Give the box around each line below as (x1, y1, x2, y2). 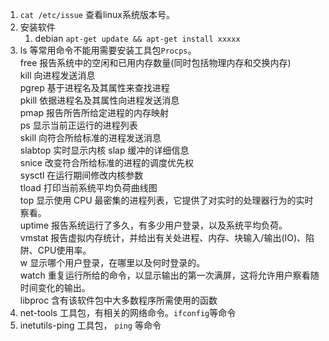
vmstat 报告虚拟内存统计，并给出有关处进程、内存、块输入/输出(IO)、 (19, 232, 307, 243)
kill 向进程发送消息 (19, 69, 96, 81)
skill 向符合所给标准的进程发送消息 (19, 132, 162, 143)
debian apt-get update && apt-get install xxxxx (34, 33, 241, 44)
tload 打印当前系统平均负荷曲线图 (19, 182, 158, 193)
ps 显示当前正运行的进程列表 (19, 119, 138, 131)
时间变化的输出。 (19, 282, 91, 293)
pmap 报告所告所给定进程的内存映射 (19, 107, 170, 118)
